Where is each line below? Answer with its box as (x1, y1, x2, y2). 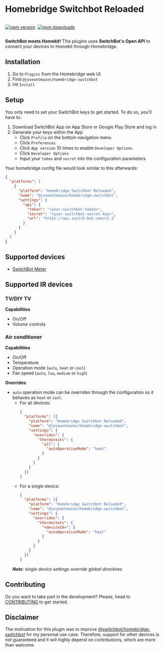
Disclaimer (5, 613, 39, 621)
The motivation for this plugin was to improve (5, 626, 97, 632)
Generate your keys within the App (12, 129, 83, 135)
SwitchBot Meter (12, 266, 47, 272)
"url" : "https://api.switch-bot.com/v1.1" (27, 216, 116, 221)
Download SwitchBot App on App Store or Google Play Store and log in (12, 124, 157, 130)
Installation (5, 58, 41, 66)
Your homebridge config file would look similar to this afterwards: (5, 165, 138, 171)
